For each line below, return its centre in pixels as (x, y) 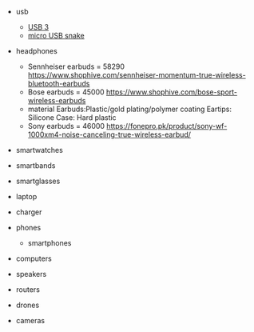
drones (28, 305)
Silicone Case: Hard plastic (72, 118)
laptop (26, 196)
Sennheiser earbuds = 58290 (76, 66)
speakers (31, 274)
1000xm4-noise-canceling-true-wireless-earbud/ (109, 134)
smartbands (36, 166)
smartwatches (40, 150)
